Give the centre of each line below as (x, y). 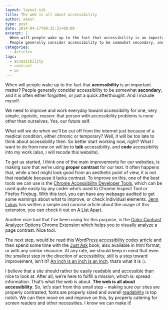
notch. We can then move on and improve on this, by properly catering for (81, 297)
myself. (13, 101)
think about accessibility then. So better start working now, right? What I (79, 141)
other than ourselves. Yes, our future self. (48, 121)
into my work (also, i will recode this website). (52, 152)
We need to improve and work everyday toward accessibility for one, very (81, 110)
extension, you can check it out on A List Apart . (54, 210)
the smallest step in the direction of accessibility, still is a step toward (76, 256)
